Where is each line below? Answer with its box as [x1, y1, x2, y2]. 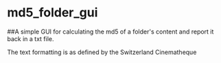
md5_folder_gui [7, 5, 98, 21]
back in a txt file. [7, 34, 54, 42]
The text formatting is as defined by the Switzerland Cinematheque [7, 48, 197, 56]
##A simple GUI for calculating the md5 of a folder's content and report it [7, 27, 214, 36]
